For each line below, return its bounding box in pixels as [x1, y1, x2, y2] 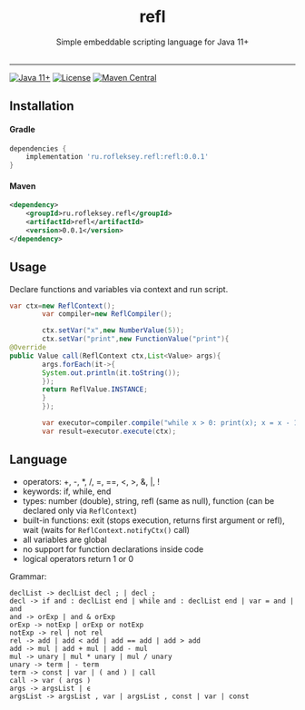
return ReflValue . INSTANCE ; [42, 385, 148, 394]
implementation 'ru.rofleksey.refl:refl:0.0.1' [25, 153, 209, 162]
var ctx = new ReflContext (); [9, 301, 116, 311]
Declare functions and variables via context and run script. [9, 283, 229, 294]
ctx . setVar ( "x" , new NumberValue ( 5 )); [42, 326, 184, 335]
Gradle [9, 123, 36, 134]
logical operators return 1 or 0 [22, 553, 134, 564]
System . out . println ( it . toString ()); [42, 368, 181, 378]
